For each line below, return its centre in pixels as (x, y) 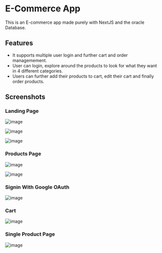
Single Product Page (30, 234)
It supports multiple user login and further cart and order (70, 55)
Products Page (23, 154)
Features (19, 43)
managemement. (29, 60)
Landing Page (22, 111)
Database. (16, 27)
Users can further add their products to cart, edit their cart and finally (83, 76)
